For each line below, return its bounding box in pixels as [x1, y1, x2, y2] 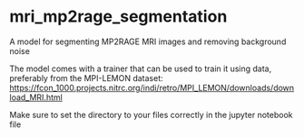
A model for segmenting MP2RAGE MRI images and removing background [9, 36, 287, 47]
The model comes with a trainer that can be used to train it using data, [9, 63, 272, 74]
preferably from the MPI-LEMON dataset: [9, 72, 163, 83]
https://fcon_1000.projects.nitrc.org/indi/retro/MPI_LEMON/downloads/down [9, 82, 295, 93]
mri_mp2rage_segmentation [9, 6, 228, 27]
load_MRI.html [9, 92, 64, 103]
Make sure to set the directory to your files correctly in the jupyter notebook [9, 109, 293, 120]
